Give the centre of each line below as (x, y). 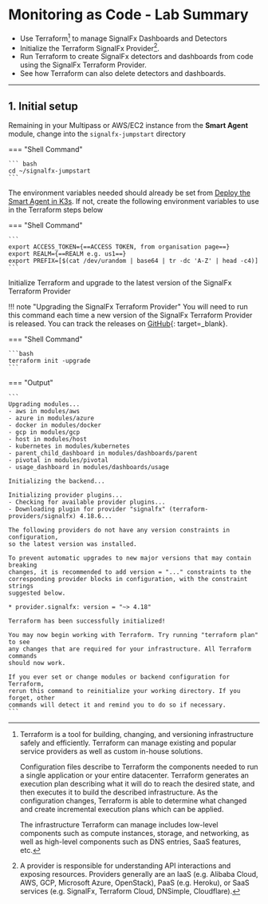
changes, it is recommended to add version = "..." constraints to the (130, 572)
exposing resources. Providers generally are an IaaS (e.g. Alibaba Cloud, (139, 874)
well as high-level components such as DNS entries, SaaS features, (130, 842)
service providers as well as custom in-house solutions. (111, 751)
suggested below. (37, 593)
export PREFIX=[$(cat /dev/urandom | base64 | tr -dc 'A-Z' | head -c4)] (134, 261)
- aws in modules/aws (44, 412)
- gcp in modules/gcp (44, 432)
